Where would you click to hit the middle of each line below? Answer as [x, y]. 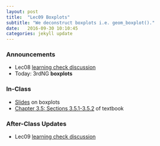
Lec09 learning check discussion [55, 137]
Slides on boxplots [37, 102]
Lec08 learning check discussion [55, 67]
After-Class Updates [36, 123]
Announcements [31, 55]
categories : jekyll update [39, 34]
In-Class [19, 89]
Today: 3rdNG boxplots [44, 74]
